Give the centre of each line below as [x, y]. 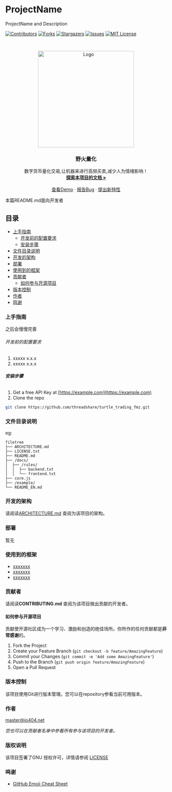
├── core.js [18, 478]
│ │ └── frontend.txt [31, 474]
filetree [15, 442]
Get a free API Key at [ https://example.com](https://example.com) [82, 392]
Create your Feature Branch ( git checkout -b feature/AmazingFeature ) [88, 651]
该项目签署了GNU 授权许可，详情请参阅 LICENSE [57, 758]
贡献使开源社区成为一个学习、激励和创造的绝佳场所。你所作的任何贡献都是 [84, 629]
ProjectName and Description [36, 24]
